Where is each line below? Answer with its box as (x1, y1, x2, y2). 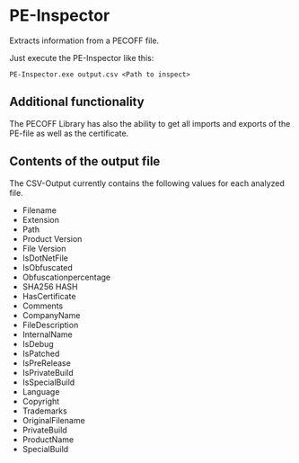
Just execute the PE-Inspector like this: (9, 52, 154, 63)
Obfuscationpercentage (22, 272, 111, 282)
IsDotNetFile (22, 253, 69, 263)
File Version (22, 243, 66, 254)
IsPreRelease (22, 357, 72, 369)
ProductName (22, 433, 75, 445)
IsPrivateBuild (22, 367, 74, 378)
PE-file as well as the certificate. (9, 128, 129, 138)
